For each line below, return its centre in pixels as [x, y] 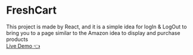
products [17, 39]
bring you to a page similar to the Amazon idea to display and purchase [93, 33]
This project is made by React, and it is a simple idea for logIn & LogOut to [96, 27]
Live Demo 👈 [23, 46]
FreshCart [31, 10]
